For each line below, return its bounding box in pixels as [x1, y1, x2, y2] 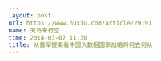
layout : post [8, 11, 52, 20]
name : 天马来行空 [8, 26, 60, 34]
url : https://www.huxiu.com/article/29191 [8, 19, 152, 27]
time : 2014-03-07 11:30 [8, 33, 88, 42]
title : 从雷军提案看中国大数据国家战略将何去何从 [8, 41, 153, 49]
